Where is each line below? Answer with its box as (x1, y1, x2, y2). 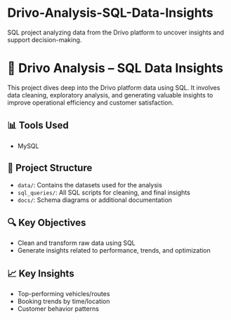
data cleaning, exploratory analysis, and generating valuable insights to (7, 91, 213, 99)
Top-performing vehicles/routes (17, 290, 110, 298)
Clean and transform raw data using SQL (17, 239, 136, 247)
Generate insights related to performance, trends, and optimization (17, 246, 211, 255)
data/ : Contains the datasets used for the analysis (17, 180, 163, 189)
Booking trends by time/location (17, 297, 110, 306)
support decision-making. (7, 35, 82, 44)
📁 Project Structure (7, 162, 93, 174)
